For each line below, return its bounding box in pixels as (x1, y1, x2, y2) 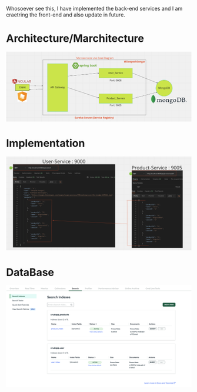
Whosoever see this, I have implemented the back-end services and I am (6, 5, 183, 12)
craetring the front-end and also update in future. (6, 11, 125, 18)
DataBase (6, 265, 55, 279)
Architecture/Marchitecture (6, 32, 144, 45)
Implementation (6, 137, 85, 150)
